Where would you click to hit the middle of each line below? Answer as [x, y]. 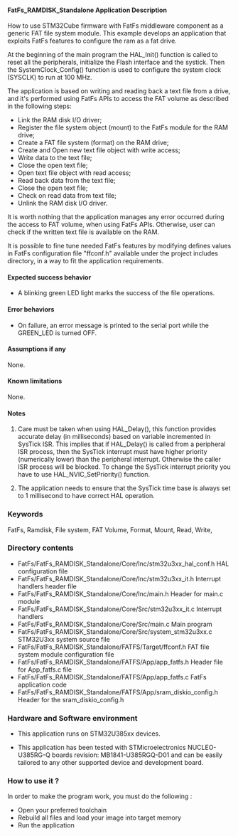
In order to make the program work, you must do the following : [100, 796]
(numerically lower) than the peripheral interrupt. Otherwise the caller [119, 460]
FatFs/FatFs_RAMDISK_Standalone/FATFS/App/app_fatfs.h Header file [120, 662]
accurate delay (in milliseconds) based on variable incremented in [114, 437]
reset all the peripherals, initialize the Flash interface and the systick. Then [116, 62]
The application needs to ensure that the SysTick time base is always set [124, 488]
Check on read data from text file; [67, 196]
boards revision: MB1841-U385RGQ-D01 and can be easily [137, 755]
